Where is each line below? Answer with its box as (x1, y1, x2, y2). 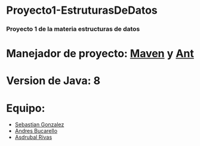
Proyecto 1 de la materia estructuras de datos (6, 25, 140, 33)
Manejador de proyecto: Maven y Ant (6, 47, 194, 60)
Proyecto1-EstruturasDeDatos (6, 4, 158, 17)
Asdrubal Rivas (14, 133, 53, 141)
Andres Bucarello (14, 128, 58, 135)
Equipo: (6, 101, 45, 115)
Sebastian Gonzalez (14, 121, 64, 128)
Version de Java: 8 (6, 74, 100, 88)
